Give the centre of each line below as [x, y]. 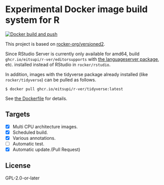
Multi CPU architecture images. [45, 126]
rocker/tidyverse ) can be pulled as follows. [51, 80]
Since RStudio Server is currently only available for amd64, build [72, 54]
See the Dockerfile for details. [36, 98]
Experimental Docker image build [76, 9]
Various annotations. [34, 138]
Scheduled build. [30, 132]
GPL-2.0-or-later [23, 178]
